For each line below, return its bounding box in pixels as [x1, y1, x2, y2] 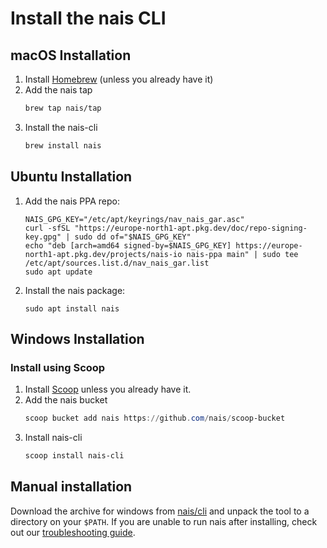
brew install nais [24, 140, 102, 151]
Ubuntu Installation [10, 168, 133, 186]
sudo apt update [24, 267, 93, 277]
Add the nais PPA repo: [24, 195, 120, 207]
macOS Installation [10, 47, 132, 64]
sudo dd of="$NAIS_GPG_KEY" [74, 232, 192, 242]
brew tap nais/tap [24, 103, 102, 113]
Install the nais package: [24, 284, 126, 296]
